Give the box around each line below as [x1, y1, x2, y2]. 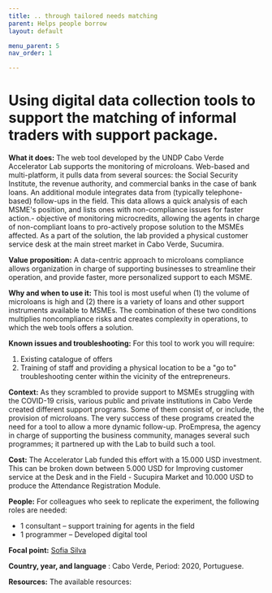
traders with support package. [8, 126, 218, 145]
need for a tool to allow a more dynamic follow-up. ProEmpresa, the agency [8, 422, 261, 432]
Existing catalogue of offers [19, 355, 113, 364]
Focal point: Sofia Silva [8, 546, 87, 556]
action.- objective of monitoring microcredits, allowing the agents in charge [8, 213, 260, 224]
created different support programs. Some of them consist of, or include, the [8, 404, 265, 415]
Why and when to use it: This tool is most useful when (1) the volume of [8, 288, 250, 298]
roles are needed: [8, 505, 67, 515]
